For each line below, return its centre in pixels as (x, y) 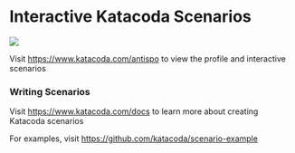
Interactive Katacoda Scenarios (130, 17)
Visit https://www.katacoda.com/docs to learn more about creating (134, 111)
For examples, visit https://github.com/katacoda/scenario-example (133, 139)
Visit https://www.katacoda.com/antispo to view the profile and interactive (148, 58)
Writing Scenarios (50, 91)
